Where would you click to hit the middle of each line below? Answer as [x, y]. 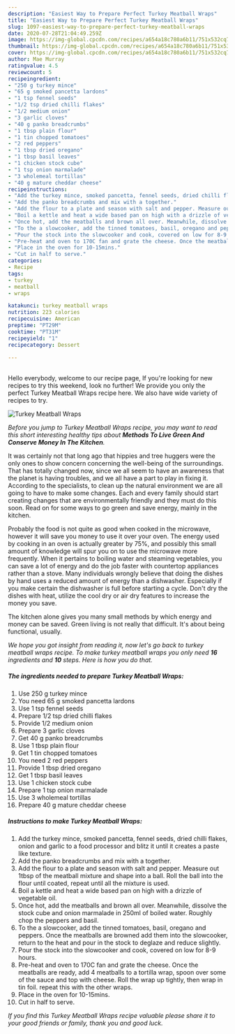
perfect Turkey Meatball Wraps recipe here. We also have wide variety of [113, 393]
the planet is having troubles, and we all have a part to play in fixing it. [108, 478]
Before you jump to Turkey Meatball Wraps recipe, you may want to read [113, 428]
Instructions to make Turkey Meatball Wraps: [75, 821]
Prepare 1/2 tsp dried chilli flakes [65, 716]
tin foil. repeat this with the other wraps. [75, 987]
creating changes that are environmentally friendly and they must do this [112, 501]
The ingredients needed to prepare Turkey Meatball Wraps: [96, 676]
